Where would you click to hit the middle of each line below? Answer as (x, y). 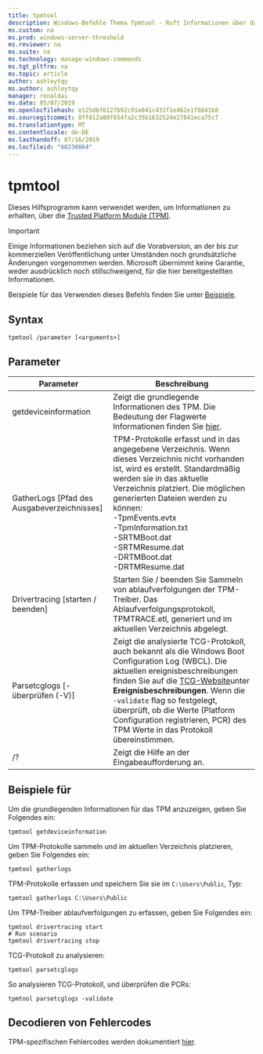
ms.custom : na (31, 30)
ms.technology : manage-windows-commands (75, 60)
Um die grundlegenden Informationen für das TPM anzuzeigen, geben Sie (127, 809)
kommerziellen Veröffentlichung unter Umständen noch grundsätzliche (122, 254)
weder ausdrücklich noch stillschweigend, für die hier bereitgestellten (121, 271)
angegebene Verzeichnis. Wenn (171, 448)
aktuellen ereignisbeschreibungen (176, 671)
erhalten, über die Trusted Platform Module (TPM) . (90, 216)
